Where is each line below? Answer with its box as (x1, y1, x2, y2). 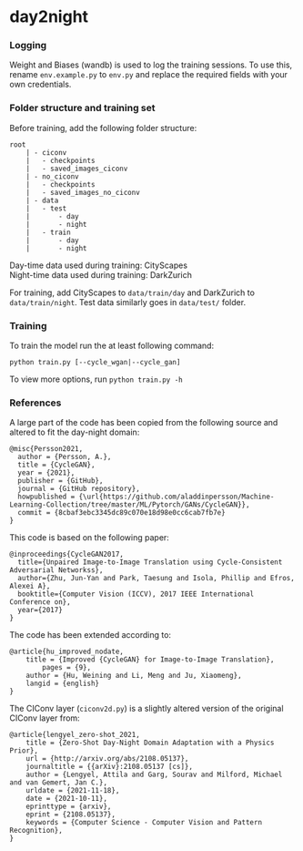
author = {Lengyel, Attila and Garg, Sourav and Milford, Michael (25, 770, 283, 780)
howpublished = (17, 492, 76, 502)
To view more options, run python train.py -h (9, 374, 184, 384)
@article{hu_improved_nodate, (9, 647, 125, 657)
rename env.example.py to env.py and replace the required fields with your (9, 69, 288, 80)
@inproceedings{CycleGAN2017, (9, 549, 125, 559)
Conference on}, (9, 598, 71, 607)
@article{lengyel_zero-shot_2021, (9, 731, 141, 740)
